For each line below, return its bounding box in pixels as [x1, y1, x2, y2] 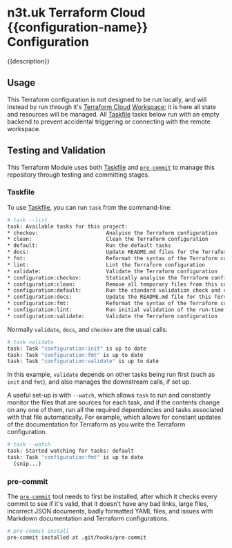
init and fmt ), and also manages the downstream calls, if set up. [7, 378, 192, 386]
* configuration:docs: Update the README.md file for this [7, 293, 212, 301]
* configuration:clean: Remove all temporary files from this [7, 281, 217, 288]
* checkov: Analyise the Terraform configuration [7, 229, 217, 236]
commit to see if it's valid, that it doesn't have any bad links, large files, [7, 500, 209, 508]
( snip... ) [13, 460, 41, 467]
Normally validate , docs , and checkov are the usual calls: [7, 325, 168, 333]
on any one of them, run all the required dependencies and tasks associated [7, 406, 224, 414]
